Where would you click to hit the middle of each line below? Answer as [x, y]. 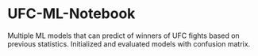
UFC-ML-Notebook [71, 14]
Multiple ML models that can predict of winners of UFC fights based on [123, 35]
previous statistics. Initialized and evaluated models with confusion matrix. [129, 43]
